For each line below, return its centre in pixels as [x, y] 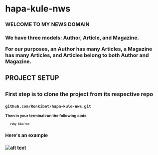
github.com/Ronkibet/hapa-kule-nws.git [48, 106]
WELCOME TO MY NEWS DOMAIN [47, 24]
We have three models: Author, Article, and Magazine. [72, 38]
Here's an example [27, 135]
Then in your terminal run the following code [46, 115]
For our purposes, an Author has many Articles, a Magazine [79, 49]
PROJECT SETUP [32, 78]
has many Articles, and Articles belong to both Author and [77, 55]
